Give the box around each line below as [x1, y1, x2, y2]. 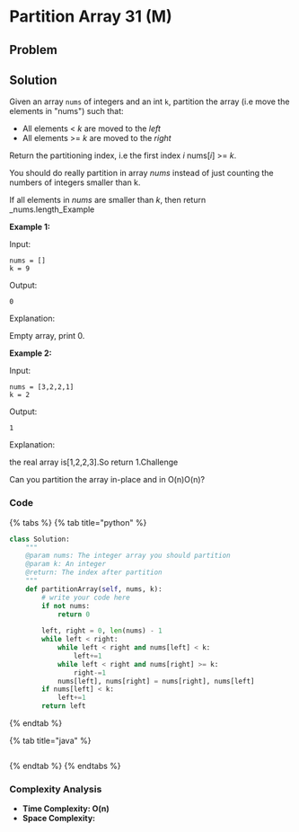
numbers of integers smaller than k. [9, 177, 141, 188]
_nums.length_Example [9, 204, 95, 215]
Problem [9, 42, 58, 58]
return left [41, 702, 87, 711]
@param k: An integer [25, 560, 106, 569]
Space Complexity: [22, 813, 96, 824]
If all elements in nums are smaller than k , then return [9, 195, 207, 206]
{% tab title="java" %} [9, 735, 92, 747]
